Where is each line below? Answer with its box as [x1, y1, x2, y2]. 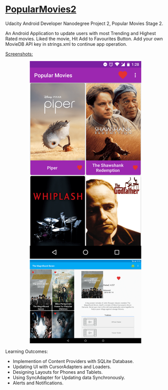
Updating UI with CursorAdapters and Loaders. [12, 364, 111, 370]
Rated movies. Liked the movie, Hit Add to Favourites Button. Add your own [5, 36, 163, 42]
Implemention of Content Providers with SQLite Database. [12, 358, 134, 364]
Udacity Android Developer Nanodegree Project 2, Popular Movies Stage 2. [5, 20, 163, 26]
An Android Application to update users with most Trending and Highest [5, 30, 156, 36]
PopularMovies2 [5, 4, 76, 15]
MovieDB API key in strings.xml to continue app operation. [5, 41, 127, 47]
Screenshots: [5, 51, 33, 57]
